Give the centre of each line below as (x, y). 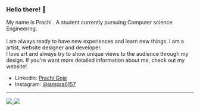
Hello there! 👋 (26, 9)
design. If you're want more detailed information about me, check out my (96, 60)
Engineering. (22, 28)
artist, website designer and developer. (54, 47)
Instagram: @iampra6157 (45, 84)
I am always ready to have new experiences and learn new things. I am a (95, 42)
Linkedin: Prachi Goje (41, 78)
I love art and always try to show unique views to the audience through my (97, 54)
